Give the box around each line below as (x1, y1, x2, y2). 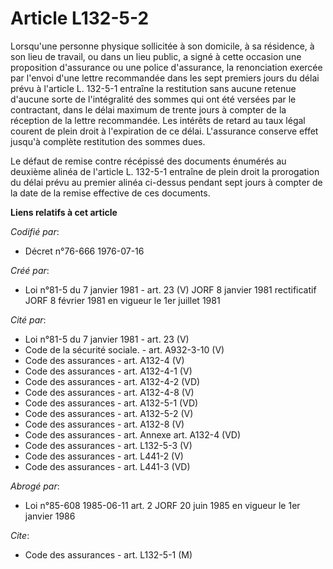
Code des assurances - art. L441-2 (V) (24, 450, 184, 462)
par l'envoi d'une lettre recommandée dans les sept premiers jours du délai (10, 72, 320, 84)
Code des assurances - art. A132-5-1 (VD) (24, 397, 199, 409)
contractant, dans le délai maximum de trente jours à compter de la (10, 103, 287, 116)
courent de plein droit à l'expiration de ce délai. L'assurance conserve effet (10, 125, 319, 137)
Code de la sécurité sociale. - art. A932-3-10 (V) (24, 343, 225, 356)
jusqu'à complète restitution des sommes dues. (10, 135, 206, 147)
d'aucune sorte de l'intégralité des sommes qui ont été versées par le (10, 93, 297, 105)
